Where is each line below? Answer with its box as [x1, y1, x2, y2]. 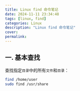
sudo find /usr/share [5, 81, 49, 87]
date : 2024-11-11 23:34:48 [5, 12, 59, 17]
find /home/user [5, 77, 38, 82]
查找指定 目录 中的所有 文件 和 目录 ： [5, 67, 69, 73]
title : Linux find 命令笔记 [5, 7, 59, 12]
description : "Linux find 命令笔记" [5, 25, 76, 30]
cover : [5, 30, 18, 35]
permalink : [5, 35, 27, 39]
